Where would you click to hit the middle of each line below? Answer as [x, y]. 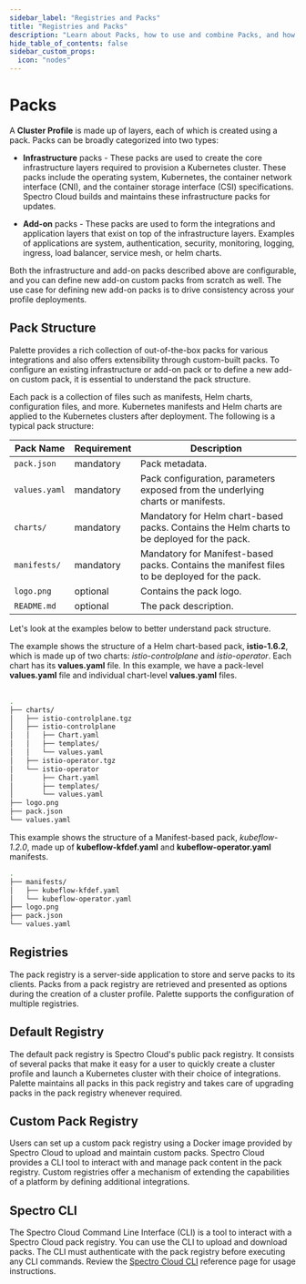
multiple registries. [44, 1004]
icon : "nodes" [44, 60]
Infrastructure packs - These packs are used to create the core [142, 158]
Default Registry [57, 1032]
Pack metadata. [173, 464]
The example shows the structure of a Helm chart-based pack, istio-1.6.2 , [149, 646]
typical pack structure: [51, 425]
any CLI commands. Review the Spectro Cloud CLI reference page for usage [153, 1261]
